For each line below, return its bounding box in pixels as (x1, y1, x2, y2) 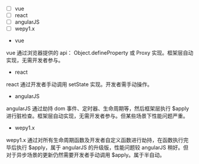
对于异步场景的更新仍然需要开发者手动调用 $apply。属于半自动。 (6, 152, 165, 159)
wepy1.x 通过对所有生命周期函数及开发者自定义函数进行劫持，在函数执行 (6, 137, 184, 144)
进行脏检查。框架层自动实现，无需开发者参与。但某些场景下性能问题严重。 (6, 112, 188, 119)
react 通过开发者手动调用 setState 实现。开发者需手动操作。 (6, 81, 153, 88)
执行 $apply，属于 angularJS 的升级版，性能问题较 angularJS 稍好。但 (16, 144, 189, 151)
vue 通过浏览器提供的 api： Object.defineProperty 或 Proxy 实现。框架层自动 (6, 49, 194, 56)
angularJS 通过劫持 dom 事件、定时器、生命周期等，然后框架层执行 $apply (6, 105, 189, 112)
